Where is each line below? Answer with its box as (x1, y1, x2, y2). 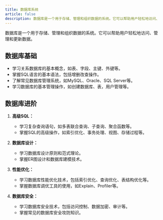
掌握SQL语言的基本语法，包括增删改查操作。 (12, 71, 102, 78)
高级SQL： (12, 113, 34, 119)
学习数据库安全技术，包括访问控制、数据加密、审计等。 (19, 203, 130, 209)
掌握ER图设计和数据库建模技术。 (19, 156, 85, 162)
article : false (5, 12, 36, 17)
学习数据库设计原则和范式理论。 (19, 150, 83, 156)
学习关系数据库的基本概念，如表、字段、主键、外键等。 (12, 66, 123, 71)
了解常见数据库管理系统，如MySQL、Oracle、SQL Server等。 (12, 78, 135, 84)
